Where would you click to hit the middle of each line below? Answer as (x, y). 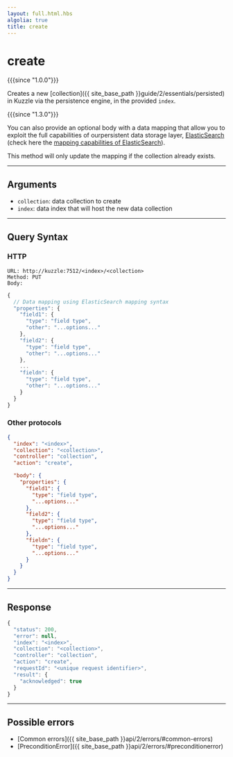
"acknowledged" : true (51, 681)
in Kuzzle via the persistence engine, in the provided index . (92, 101)
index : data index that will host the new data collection (95, 208)
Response (29, 607)
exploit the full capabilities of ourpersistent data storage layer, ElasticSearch (116, 135)
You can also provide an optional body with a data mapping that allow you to (116, 128)
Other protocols (34, 423)
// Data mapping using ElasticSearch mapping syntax (91, 302)
